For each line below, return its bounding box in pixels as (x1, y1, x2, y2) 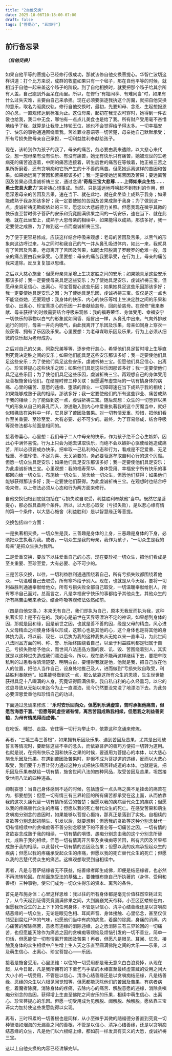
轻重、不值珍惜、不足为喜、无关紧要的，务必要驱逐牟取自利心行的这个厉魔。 (5, 452, 167, 459)
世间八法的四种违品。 (9, 775, 55, 781)
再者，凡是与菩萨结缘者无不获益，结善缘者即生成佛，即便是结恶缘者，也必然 (5, 867, 167, 873)
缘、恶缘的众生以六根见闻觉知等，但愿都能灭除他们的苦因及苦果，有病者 (5, 979, 158, 985)
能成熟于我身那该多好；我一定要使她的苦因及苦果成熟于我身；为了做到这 (5, 197, 158, 204)
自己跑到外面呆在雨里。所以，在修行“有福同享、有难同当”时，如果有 (23, 90, 166, 96)
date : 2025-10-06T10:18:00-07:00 (5, 12, 77, 17)
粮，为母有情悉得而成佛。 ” (5, 715, 59, 721)
